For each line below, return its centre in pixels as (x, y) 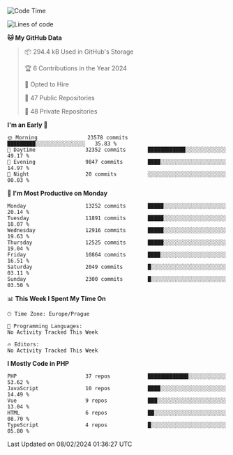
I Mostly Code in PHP (38, 363)
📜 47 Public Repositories (60, 98)
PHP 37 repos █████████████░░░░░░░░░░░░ (117, 376)
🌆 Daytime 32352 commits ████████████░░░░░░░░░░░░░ (117, 150)
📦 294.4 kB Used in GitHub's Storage (79, 52)
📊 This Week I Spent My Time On (57, 299)
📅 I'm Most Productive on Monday (58, 193)
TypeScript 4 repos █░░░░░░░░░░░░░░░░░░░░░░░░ (117, 425)
